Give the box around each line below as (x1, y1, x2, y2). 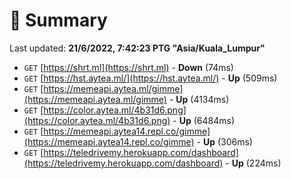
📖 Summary (9, 9, 108, 32)
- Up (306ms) (196, 135, 253, 148)
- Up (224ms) (225, 157, 282, 169)
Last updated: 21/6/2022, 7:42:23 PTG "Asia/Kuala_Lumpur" (9, 42, 266, 54)
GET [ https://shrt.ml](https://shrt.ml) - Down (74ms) (23, 61, 234, 73)
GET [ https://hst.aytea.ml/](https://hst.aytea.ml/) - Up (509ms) (23, 72, 278, 84)
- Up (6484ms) (172, 114, 236, 126)
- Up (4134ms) (168, 93, 230, 105)
